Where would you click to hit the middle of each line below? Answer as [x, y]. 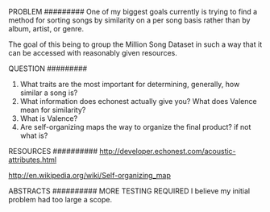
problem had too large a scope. [60, 200]
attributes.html [33, 160]
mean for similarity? [53, 110]
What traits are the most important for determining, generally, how [130, 84]
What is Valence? [49, 118]
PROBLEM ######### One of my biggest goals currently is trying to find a [133, 12]
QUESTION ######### [48, 69]
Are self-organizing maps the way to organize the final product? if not [135, 127]
